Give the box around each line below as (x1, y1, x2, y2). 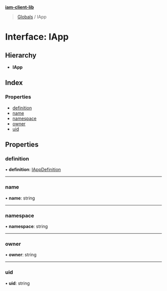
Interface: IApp (5, 31, 69, 43)
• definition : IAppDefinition (5, 167, 61, 173)
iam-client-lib (5, 4, 34, 10)
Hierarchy (5, 51, 37, 59)
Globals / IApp (17, 14, 47, 19)
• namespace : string (5, 223, 48, 229)
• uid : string (5, 280, 30, 286)
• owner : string (5, 252, 37, 258)
